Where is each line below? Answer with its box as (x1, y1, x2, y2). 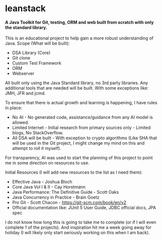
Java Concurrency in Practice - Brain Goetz (12, 194, 100, 200)
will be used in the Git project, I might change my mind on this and (12, 140, 145, 146)
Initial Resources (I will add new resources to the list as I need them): (5, 169, 143, 175)
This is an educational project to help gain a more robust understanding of (5, 35, 154, 41)
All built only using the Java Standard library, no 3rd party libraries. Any (5, 80, 148, 86)
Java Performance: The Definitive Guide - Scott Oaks (12, 189, 119, 195)
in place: (5, 105, 22, 111)
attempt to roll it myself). (12, 146, 62, 151)
